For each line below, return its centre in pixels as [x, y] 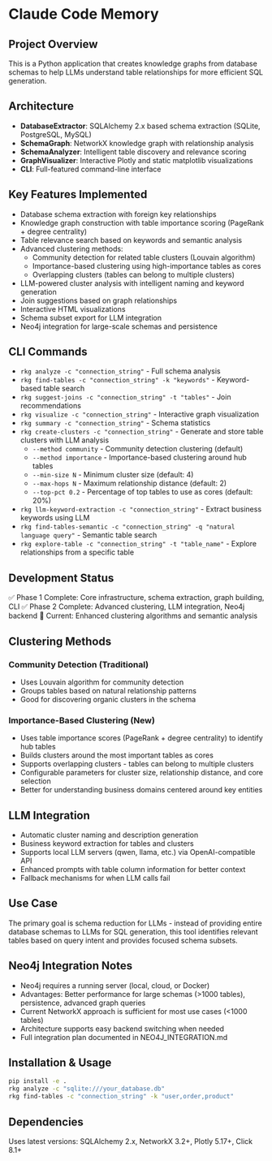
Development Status [61, 578]
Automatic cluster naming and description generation [109, 835]
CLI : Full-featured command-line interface [91, 169]
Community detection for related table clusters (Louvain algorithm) [144, 257]
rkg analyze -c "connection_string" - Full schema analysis [120, 371]
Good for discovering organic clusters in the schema [108, 699]
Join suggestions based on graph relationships [98, 300]
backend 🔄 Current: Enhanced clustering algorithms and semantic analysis [133, 616]
